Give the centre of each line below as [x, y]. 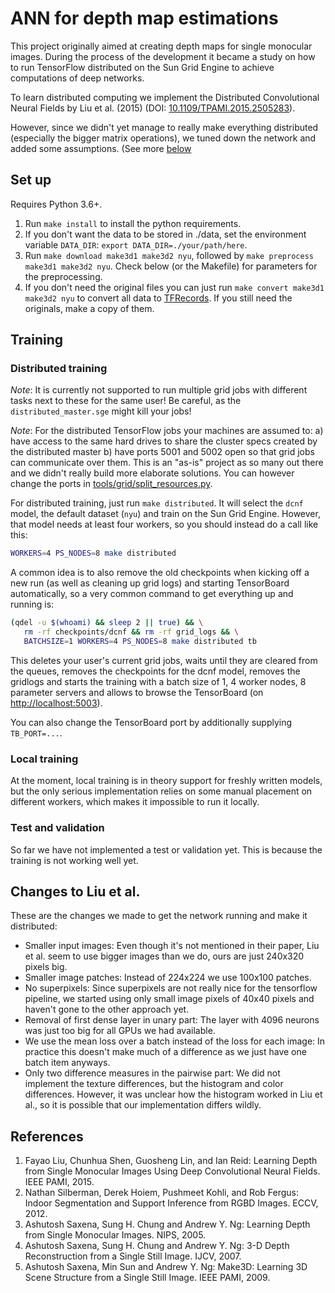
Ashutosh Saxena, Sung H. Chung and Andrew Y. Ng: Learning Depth [167, 1224]
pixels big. [46, 967]
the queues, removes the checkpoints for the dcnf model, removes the [155, 671]
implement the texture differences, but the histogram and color [154, 1084]
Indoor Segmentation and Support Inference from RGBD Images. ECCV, [171, 1203]
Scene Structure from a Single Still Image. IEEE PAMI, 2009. [147, 1278]
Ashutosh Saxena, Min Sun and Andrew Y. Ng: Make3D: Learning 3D [166, 1267]
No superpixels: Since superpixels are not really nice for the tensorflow [171, 988]
